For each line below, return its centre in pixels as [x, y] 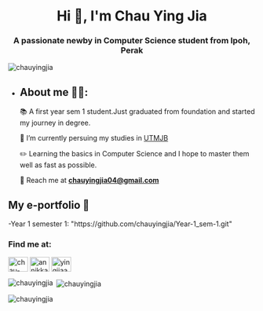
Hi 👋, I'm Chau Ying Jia [132, 16]
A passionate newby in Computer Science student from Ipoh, [132, 41]
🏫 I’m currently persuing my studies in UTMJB [94, 138]
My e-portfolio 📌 [49, 205]
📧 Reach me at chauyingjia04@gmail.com [89, 181]
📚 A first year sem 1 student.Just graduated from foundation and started [137, 112]
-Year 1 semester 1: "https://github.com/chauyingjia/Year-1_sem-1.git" [121, 224]
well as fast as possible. [58, 165]
